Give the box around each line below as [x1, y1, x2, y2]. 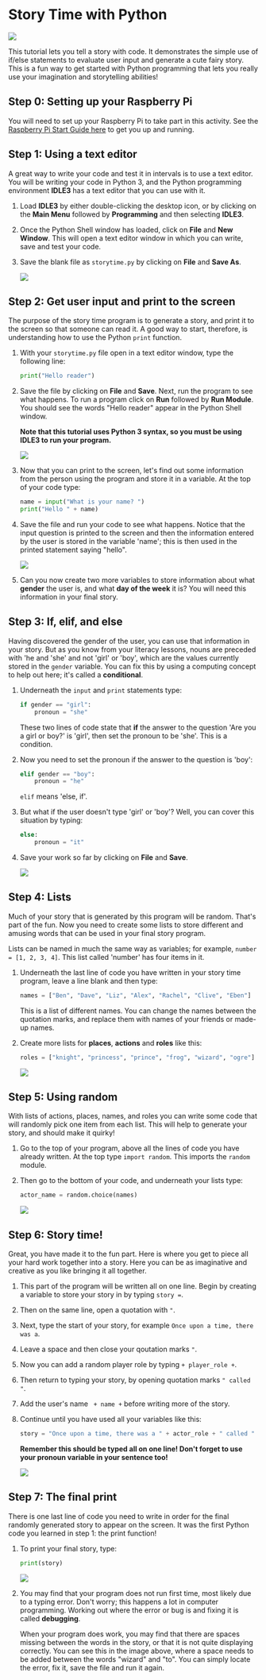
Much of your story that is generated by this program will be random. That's [8, 911, 256, 921]
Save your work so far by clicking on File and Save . [19, 853, 188, 862]
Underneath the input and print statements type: [19, 685, 183, 695]
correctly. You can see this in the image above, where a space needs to [19, 1646, 254, 1655]
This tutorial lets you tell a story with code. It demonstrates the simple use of [8, 46, 259, 56]
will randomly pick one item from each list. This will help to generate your [8, 1119, 248, 1129]
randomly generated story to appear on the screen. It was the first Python [8, 1520, 249, 1529]
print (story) [19, 1559, 64, 1567]
